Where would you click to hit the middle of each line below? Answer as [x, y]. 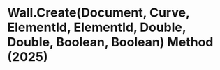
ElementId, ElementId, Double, [97, 27]
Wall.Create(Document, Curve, [98, 13]
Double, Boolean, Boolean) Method [110, 42]
